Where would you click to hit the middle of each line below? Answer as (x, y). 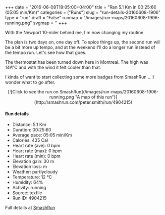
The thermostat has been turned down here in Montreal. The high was (77, 62)
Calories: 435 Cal (30, 140)
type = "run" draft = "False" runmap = (44, 18)
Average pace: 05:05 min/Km (42, 135)
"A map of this (90, 97)
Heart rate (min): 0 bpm (36, 156)
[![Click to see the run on (33, 92)
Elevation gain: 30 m (33, 161)
